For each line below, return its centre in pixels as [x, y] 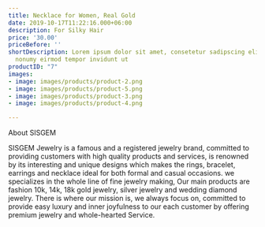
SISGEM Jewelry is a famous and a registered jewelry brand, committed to [129, 148]
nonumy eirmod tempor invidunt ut [72, 60]
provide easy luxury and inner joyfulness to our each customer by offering [129, 207]
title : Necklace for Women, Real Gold [72, 15]
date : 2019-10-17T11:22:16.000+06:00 [70, 23]
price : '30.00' [33, 37]
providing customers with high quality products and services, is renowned [129, 156]
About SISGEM [32, 133]
